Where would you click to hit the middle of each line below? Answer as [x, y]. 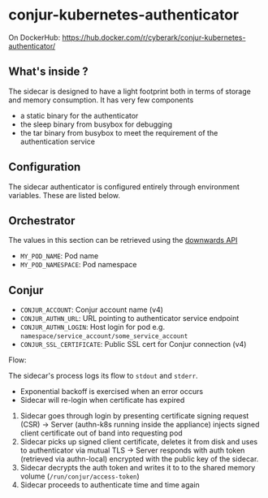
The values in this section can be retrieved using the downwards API [123, 240]
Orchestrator [42, 221]
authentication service [58, 141]
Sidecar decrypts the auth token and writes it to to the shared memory [138, 468]
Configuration [45, 167]
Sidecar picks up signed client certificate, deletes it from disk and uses [139, 442]
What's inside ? [49, 72]
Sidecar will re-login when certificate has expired [102, 401]
